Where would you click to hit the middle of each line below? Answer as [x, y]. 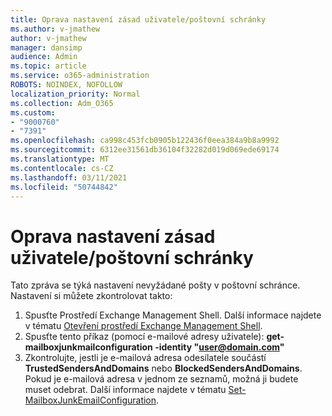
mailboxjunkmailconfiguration [88, 347]
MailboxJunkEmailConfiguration [90, 400]
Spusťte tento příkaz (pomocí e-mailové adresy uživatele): [144, 337]
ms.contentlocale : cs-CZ [62, 168]
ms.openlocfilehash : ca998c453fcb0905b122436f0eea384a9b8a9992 [145, 141]
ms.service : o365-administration [80, 76]
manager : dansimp [46, 47]
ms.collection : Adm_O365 [62, 103]
